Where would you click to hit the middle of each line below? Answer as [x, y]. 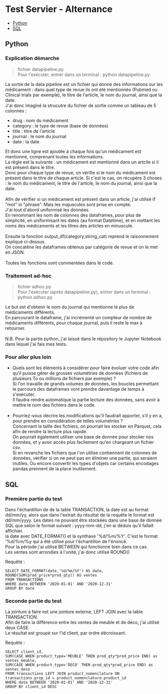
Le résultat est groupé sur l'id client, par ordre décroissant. [66, 633]
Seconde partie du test [33, 601]
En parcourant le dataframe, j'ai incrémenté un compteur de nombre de [78, 317]
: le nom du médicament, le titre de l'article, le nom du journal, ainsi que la [81, 183]
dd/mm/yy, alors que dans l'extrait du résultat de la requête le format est [80, 515]
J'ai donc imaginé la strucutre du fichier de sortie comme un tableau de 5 [81, 105]
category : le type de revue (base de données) [60, 125]
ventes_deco [17, 670]
